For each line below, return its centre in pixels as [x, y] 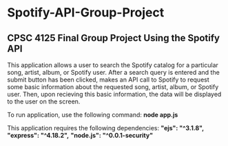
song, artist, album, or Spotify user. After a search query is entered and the [114, 72]
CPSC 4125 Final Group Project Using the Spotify [114, 38]
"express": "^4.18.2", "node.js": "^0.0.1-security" [80, 135]
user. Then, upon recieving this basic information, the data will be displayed [114, 94]
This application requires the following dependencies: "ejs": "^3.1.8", [106, 128]
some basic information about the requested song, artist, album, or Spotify [113, 87]
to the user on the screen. [44, 101]
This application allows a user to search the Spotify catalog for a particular [113, 65]
